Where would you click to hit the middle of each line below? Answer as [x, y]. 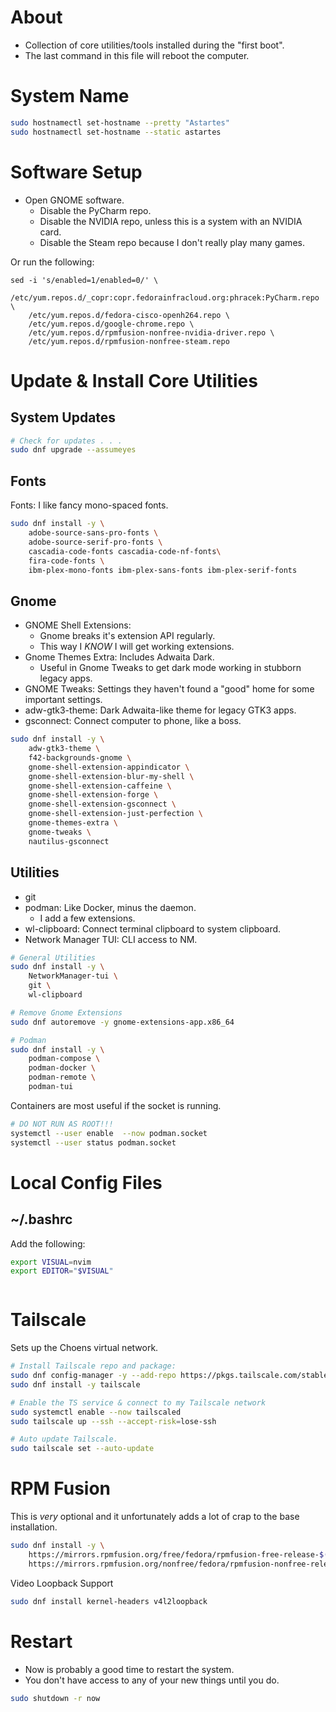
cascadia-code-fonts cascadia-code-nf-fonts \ [125, 551]
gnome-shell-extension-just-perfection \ [115, 814]
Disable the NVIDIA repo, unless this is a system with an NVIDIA [171, 221]
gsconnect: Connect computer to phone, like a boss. [133, 721]
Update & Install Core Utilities [134, 380]
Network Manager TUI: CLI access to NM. [111, 939]
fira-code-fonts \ [66, 561]
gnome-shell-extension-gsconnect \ [102, 804]
